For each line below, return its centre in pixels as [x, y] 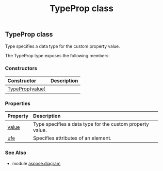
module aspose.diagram [36, 163]
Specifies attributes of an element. [72, 138]
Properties [18, 103]
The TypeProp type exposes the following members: [57, 55]
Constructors [21, 68]
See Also [16, 153]
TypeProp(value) [27, 89]
